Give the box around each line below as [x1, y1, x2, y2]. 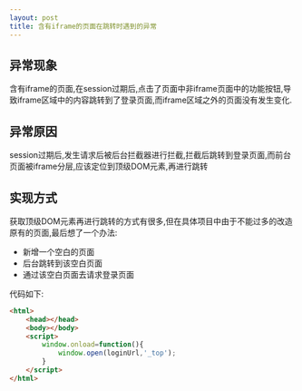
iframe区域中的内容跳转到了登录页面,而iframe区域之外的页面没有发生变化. [16, 94, 293, 105]
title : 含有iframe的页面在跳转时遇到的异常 [9, 22, 157, 31]
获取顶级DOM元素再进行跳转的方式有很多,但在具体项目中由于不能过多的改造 [9, 215, 293, 227]
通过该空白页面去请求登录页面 [22, 269, 134, 279]
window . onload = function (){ [42, 340, 144, 349]
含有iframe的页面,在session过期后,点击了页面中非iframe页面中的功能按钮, [9, 83, 284, 94]
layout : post [9, 13, 59, 23]
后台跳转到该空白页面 [22, 258, 102, 269]
